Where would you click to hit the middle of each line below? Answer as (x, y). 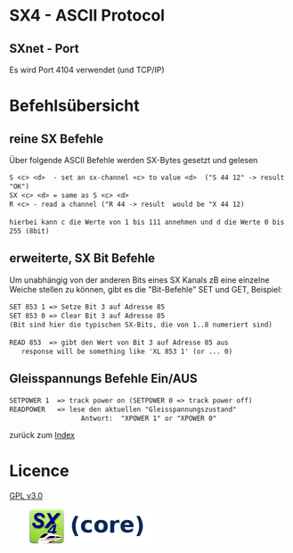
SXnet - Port (45, 49)
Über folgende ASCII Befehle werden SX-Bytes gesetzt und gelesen (134, 160)
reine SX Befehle (57, 139)
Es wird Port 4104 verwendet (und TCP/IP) (87, 70)
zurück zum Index (42, 434)
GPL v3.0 (26, 495)
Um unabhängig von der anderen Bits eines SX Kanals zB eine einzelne (139, 280)
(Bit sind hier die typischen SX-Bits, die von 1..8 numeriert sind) (141, 325)
